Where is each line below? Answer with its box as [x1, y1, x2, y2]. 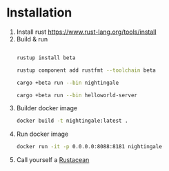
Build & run [16, 34, 48, 43]
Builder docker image [16, 104, 77, 112]
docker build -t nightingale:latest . [16, 117, 128, 125]
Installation [6, 5, 72, 21]
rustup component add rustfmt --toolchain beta [16, 67, 156, 74]
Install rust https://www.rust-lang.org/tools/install [16, 28, 157, 36]
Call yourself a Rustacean [16, 156, 90, 164]
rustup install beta [16, 54, 76, 61]
